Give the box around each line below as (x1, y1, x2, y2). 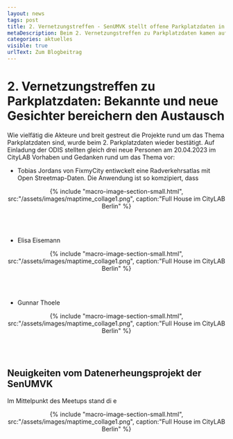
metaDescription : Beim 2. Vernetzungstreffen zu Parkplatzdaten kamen (7, 29, 216, 37)
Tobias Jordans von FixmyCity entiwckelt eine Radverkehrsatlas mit (17, 166, 211, 174)
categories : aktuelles (7, 36, 73, 43)
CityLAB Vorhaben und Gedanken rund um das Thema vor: (7, 153, 175, 161)
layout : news (7, 10, 45, 17)
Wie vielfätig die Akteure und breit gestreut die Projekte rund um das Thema (7, 131, 225, 139)
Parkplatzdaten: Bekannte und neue (7, 93, 218, 109)
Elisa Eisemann (17, 236, 61, 244)
